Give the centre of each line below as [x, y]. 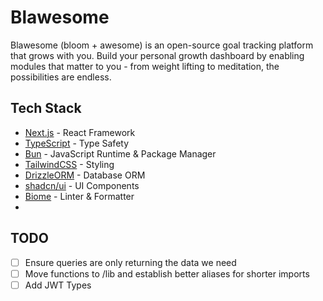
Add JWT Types [58, 285]
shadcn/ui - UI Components [82, 185]
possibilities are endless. [61, 77]
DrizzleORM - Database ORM [85, 175]
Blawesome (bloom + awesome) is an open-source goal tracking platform [162, 45]
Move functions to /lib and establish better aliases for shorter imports [167, 273]
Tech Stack [46, 108]
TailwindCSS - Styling [69, 164]
